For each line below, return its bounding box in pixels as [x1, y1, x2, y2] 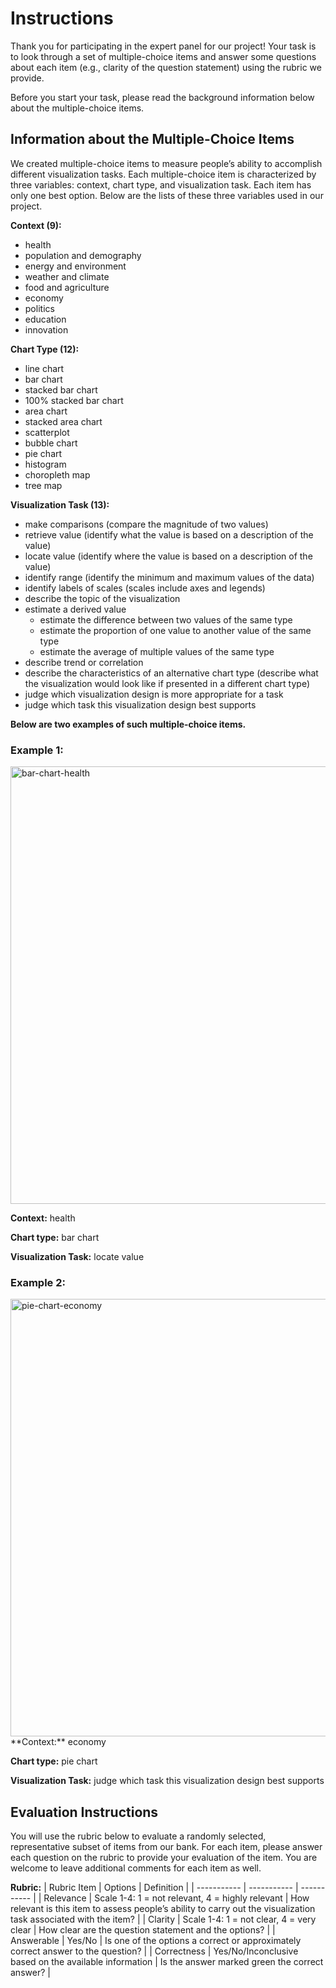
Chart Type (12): [10, 343, 80, 355]
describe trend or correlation [24, 656, 144, 668]
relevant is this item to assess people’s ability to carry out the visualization [10, 1903, 316, 1915]
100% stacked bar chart [24, 394, 124, 406]
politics [24, 302, 55, 314]
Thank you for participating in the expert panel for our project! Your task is [10, 40, 317, 52]
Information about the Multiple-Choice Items [10, 131, 295, 148]
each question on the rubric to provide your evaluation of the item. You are [10, 1852, 318, 1864]
